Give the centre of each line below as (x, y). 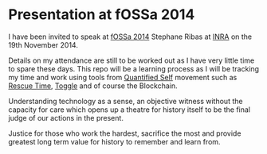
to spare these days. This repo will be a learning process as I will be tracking (134, 68)
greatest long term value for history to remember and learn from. (114, 141)
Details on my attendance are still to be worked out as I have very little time (132, 60)
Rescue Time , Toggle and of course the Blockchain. (93, 86)
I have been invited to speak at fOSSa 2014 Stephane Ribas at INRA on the (130, 37)
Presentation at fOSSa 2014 (102, 15)
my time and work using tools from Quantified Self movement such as (123, 77)
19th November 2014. (43, 44)
